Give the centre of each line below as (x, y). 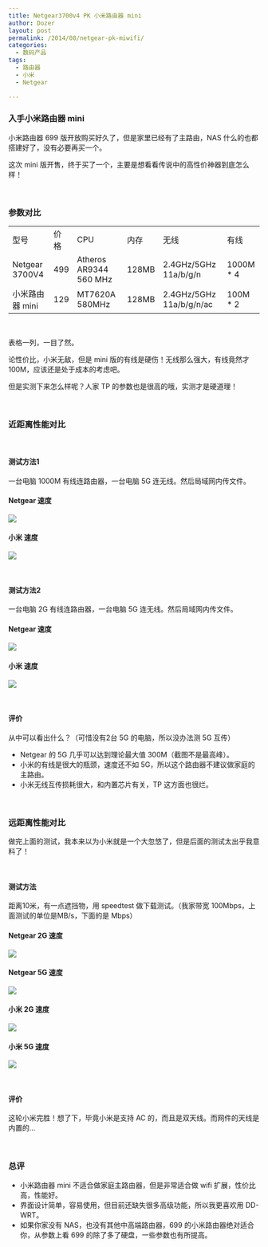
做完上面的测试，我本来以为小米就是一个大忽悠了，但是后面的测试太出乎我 (130, 841)
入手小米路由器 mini (47, 119)
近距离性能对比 (37, 425)
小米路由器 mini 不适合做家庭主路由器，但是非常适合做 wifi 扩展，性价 (134, 1185)
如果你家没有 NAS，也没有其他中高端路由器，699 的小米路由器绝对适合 (137, 1225)
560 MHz (95, 280)
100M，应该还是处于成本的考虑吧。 (67, 370)
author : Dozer (32, 23)
